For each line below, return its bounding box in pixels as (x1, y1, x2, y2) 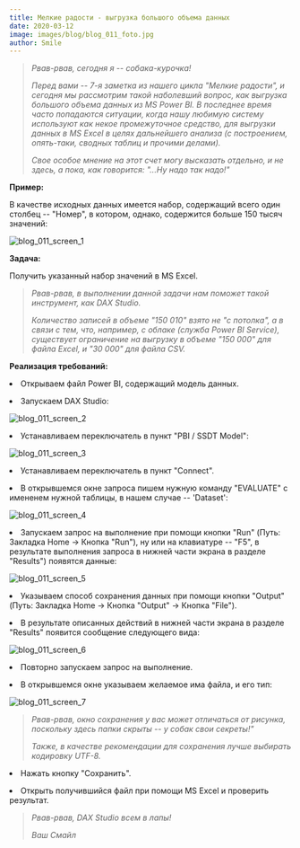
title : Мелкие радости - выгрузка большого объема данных (9, 13, 230, 22)
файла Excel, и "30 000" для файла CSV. (30, 343, 186, 355)
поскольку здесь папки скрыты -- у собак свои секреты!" (30, 724, 254, 735)
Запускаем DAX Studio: (21, 396, 109, 407)
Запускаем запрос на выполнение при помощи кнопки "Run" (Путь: (21, 527, 281, 538)
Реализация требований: (9, 361, 108, 372)
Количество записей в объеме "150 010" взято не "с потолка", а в (30, 315, 284, 326)
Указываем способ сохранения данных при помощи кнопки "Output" (21, 590, 285, 602)
